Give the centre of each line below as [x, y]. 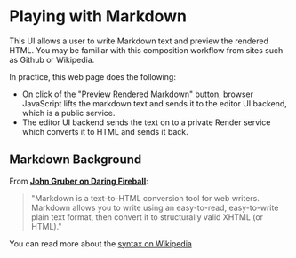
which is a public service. [68, 113]
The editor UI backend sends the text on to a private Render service [146, 122]
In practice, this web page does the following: [92, 76]
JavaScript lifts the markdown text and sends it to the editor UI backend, [154, 103]
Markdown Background [76, 160]
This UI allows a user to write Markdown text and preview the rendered [139, 41]
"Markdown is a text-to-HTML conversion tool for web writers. [145, 198]
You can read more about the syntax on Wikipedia [101, 243]
